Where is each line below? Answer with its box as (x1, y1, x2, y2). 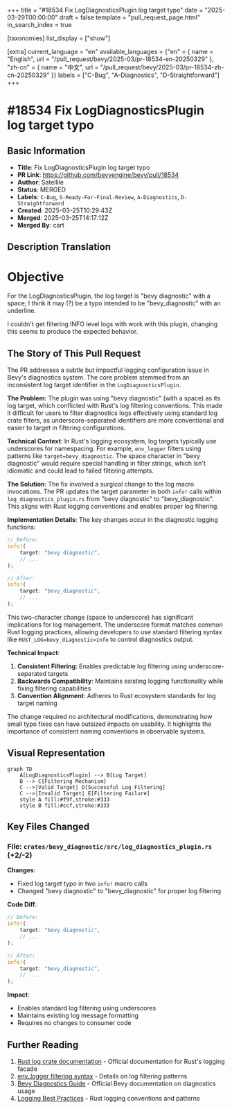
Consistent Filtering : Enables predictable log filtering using (17, 662, 187, 670)
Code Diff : (7, 900, 37, 908)
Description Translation (7, 241, 111, 253)
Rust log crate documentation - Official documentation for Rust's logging (17, 1057, 225, 1065)
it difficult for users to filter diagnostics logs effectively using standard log (7, 409, 218, 417)
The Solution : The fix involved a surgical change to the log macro (7, 480, 195, 489)
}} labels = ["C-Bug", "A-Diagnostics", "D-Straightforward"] (51, 71, 220, 79)
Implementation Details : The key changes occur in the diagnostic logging (7, 516, 218, 524)
